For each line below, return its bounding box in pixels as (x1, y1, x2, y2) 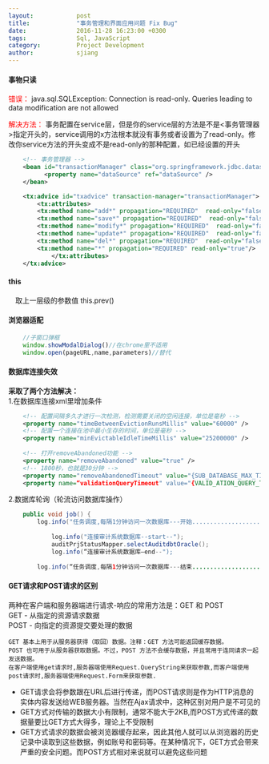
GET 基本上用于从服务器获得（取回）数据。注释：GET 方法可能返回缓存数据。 (8, 637, 228, 645)
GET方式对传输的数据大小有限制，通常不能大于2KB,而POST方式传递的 (19, 706, 251, 717)
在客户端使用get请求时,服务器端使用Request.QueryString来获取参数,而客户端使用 (8, 663, 250, 671)
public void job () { (22, 510, 91, 519)
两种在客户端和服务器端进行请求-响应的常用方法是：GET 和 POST (8, 600, 224, 609)
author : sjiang (8, 49, 98, 57)
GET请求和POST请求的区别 (8, 581, 98, 591)
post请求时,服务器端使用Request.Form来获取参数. (8, 672, 157, 680)
